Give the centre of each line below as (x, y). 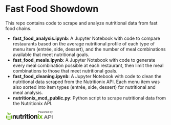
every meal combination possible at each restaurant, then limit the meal (88, 65)
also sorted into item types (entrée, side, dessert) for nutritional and (84, 87)
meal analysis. (28, 92)
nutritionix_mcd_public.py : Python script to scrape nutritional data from (89, 98)
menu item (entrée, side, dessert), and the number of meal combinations (89, 49)
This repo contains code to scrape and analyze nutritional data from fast (81, 23)
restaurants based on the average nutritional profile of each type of (84, 43)
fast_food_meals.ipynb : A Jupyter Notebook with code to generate (84, 60)
